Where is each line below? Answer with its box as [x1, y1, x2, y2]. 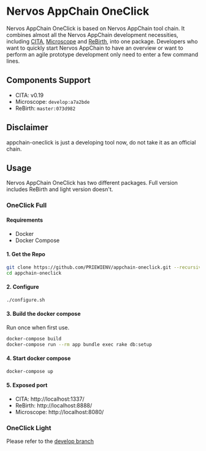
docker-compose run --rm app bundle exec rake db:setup [6, 341, 152, 348]
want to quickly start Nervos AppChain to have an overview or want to [6, 44, 184, 52]
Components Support [6, 75, 91, 85]
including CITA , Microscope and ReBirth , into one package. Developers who [6, 37, 198, 45]
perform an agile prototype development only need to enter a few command [6, 50, 199, 58]
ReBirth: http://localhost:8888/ [15, 401, 93, 409]
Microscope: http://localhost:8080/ [15, 408, 104, 415]
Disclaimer [6, 122, 48, 133]
